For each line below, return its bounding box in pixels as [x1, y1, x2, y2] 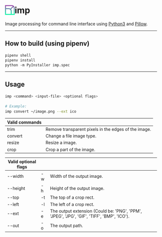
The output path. [50, 222, 83, 228]
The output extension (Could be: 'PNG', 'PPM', [50, 208, 142, 214]
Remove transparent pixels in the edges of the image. [45, 126, 151, 132]
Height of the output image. [50, 185, 105, 191]
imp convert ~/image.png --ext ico [5, 109, 77, 114]
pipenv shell [5, 53, 31, 58]
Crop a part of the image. [45, 146, 95, 152]
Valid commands [7, 119, 42, 125]
